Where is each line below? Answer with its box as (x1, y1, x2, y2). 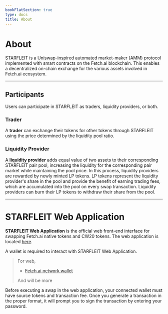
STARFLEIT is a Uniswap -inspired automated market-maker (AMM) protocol (5, 55, 161, 61)
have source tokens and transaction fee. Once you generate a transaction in (5, 292, 161, 298)
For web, (17, 258, 36, 264)
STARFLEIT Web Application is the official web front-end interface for (5, 228, 150, 234)
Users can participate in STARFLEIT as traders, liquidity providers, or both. (5, 103, 158, 110)
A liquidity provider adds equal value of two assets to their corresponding (5, 157, 158, 163)
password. (5, 303, 27, 309)
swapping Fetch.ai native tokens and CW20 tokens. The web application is (5, 233, 159, 239)
